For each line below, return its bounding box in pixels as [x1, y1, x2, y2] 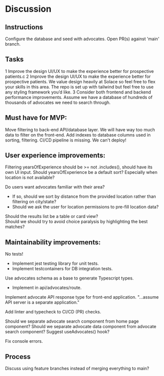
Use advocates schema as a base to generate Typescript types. [5, 275, 134, 281]
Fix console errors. [5, 338, 43, 344]
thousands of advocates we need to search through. [5, 99, 111, 105]
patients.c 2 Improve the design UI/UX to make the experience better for [5, 73, 151, 79]
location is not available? [5, 175, 55, 181]
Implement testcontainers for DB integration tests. [12, 266, 113, 272]
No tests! [5, 251, 23, 257]
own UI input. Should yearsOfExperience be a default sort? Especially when [5, 169, 158, 175]
